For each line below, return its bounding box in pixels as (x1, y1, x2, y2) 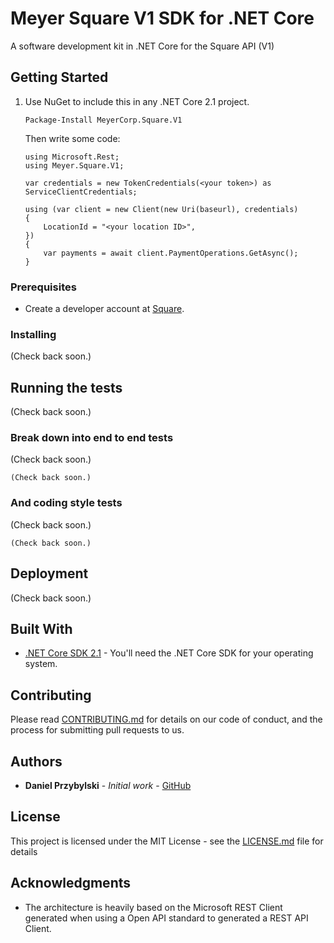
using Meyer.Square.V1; (24, 160, 125, 171)
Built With (10, 620, 73, 637)
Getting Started (10, 69, 109, 86)
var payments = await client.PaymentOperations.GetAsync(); (43, 248, 299, 258)
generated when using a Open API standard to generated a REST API (24, 912, 309, 924)
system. (24, 658, 58, 670)
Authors (10, 753, 63, 770)
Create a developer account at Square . (24, 303, 185, 315)
